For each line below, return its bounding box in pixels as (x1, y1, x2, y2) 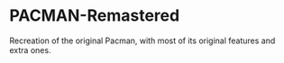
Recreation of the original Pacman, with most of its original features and (9, 35, 276, 46)
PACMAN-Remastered (9, 5, 180, 26)
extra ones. (9, 44, 51, 55)
